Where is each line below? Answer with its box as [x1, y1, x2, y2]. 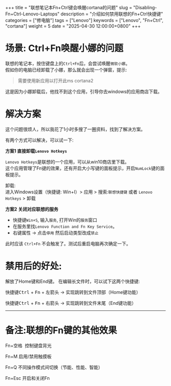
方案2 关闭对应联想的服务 [5, 206, 59, 212]
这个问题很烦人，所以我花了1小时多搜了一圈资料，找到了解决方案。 [5, 126, 146, 132]
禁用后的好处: [5, 260, 62, 272]
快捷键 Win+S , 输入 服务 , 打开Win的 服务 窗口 [12, 217, 98, 223]
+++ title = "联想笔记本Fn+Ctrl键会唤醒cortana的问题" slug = [5, 5, 132, 10]
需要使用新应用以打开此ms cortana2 [17, 77, 94, 83]
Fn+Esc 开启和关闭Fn [5, 375, 50, 381]
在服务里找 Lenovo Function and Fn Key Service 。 [12, 223, 118, 229]
